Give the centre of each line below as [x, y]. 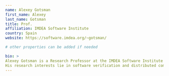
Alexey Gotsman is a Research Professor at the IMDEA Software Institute [84, 61]
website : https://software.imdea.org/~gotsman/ [56, 38]
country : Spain [21, 33]
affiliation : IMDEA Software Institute [47, 29]
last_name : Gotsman [26, 19]
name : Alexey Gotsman [28, 10]
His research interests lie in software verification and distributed [81, 65]
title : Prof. [19, 24]
